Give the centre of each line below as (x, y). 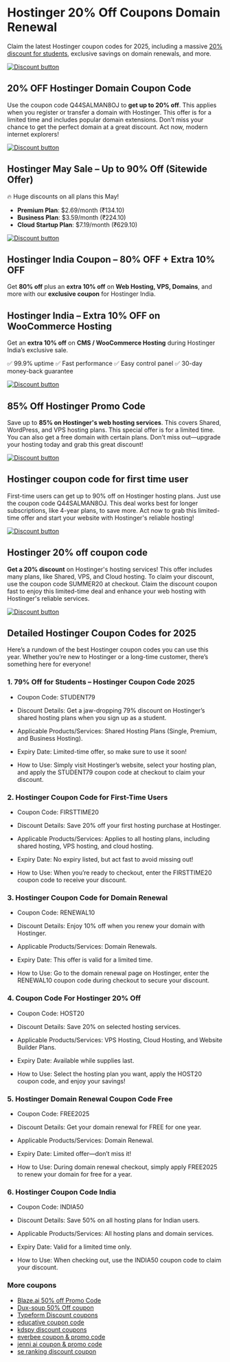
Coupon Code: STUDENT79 (56, 697)
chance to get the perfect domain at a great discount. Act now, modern (107, 127)
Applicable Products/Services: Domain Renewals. (87, 947)
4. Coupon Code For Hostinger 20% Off (74, 998)
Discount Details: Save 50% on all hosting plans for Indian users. (108, 1221)
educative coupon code (50, 1322)
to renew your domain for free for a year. (74, 1174)
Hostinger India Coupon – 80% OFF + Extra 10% (111, 259)
